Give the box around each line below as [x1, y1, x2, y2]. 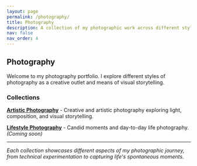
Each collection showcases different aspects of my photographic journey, [6, 147, 185, 154]
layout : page [6, 8, 39, 15]
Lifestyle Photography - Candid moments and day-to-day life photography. [6, 124, 189, 131]
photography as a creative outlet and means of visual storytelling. [6, 79, 165, 86]
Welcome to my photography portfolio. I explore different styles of [6, 72, 166, 79]
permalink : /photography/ [6, 14, 70, 20]
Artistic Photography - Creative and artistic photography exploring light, [6, 107, 182, 114]
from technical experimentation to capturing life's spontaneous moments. [6, 153, 184, 160]
